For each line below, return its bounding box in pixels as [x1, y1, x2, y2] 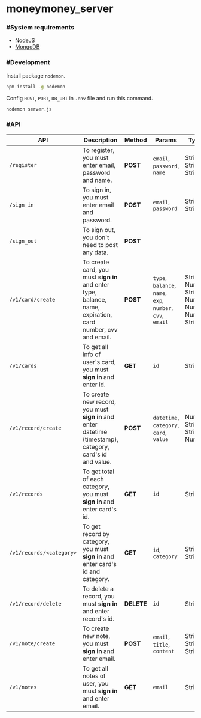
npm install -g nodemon [6, 84, 66, 90]
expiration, [83, 310, 112, 318]
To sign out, [83, 225, 115, 234]
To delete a [83, 585, 114, 593]
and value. [83, 457, 112, 466]
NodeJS [14, 37, 35, 44]
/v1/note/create [9, 640, 56, 647]
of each [83, 475, 104, 483]
